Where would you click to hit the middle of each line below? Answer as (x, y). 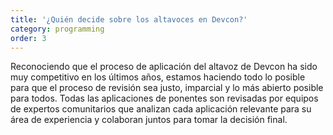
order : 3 (28, 38)
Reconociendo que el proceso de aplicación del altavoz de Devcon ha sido (164, 67)
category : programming (57, 29)
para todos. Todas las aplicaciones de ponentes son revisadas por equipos (164, 98)
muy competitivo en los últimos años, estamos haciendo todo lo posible (158, 77)
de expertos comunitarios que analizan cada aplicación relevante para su (161, 109)
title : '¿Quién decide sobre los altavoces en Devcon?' (129, 19)
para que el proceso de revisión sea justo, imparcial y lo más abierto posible (167, 88)
